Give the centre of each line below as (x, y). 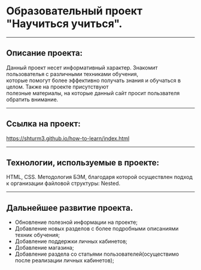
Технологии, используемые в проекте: (83, 163)
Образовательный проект (74, 11)
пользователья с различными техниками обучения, (72, 74)
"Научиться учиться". (64, 24)
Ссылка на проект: (43, 124)
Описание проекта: (44, 53)
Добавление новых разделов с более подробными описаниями (97, 229)
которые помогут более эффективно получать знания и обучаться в (94, 80)
